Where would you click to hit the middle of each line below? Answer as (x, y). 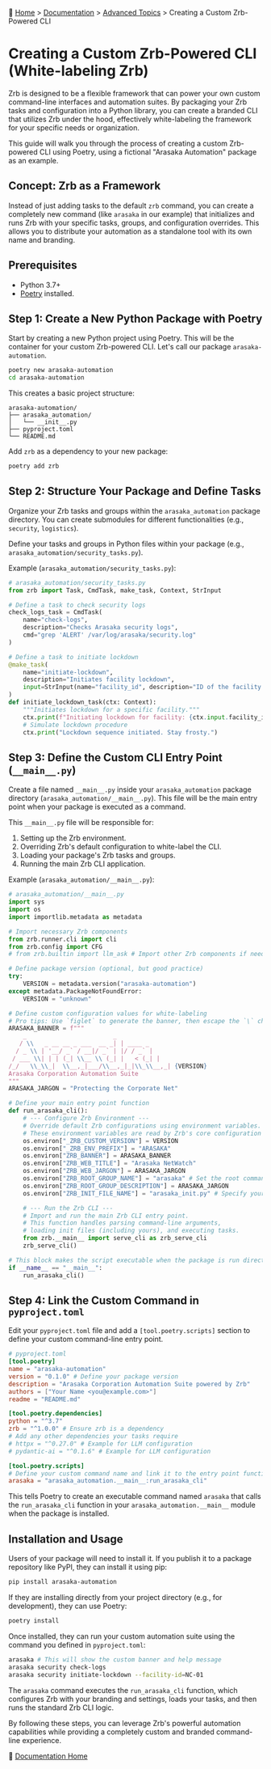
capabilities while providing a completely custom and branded (112, 1732)
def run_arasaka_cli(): (48, 1111)
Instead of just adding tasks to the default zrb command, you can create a (131, 205)
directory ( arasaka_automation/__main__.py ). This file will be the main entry (133, 798)
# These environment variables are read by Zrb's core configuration (142, 1133)
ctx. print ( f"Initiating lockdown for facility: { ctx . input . (126, 717)
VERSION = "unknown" (57, 999)
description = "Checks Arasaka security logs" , (101, 628)
